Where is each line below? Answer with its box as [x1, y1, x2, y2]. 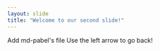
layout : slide [7, 10, 49, 17]
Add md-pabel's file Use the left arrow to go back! [7, 36, 153, 44]
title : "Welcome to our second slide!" [7, 17, 125, 24]
